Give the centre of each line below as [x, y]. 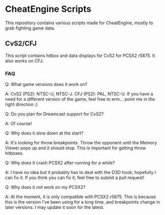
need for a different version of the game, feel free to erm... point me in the [80, 99]
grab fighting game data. [30, 28]
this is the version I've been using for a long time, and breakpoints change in [82, 202]
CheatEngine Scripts [48, 9]
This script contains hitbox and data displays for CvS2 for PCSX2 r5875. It [80, 55]
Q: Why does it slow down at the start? [44, 133]
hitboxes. [14, 153]
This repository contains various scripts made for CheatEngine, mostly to [79, 23]
